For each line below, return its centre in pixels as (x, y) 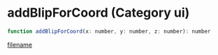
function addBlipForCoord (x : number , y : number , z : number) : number (109, 31)
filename (20, 45)
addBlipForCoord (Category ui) (99, 13)
